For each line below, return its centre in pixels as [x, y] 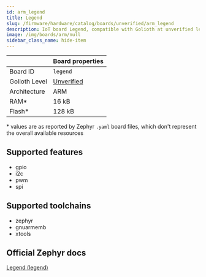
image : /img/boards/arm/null [44, 35]
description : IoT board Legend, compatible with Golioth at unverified [100, 29]
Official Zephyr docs [46, 253]
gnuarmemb [31, 227]
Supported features [45, 152]
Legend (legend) [27, 268]
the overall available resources [45, 133]
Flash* [19, 111]
